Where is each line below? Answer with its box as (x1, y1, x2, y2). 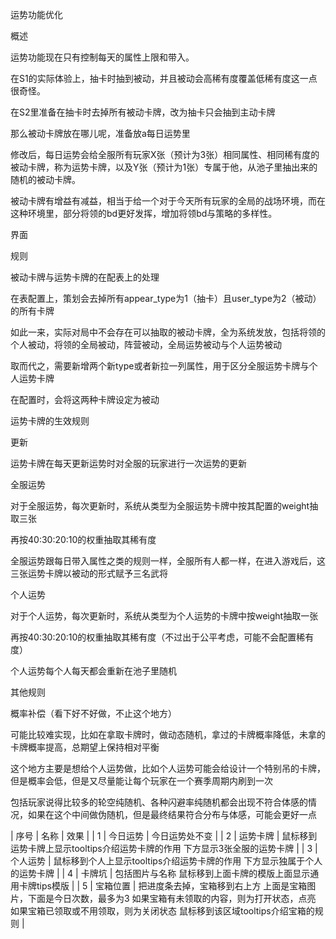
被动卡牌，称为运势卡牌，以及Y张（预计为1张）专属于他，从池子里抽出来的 (10, 161, 318, 173)
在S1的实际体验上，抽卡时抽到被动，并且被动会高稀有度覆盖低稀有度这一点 (10, 73, 318, 84)
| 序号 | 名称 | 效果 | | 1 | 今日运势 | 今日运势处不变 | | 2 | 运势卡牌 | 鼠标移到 (10, 830, 318, 842)
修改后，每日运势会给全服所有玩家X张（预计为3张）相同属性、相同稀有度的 (10, 149, 320, 160)
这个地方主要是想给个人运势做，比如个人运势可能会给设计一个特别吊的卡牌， (10, 763, 326, 774)
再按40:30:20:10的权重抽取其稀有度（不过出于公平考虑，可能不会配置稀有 (10, 631, 315, 643)
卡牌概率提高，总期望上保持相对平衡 (10, 741, 160, 753)
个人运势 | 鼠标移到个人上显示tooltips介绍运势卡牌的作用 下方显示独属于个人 (10, 855, 323, 867)
